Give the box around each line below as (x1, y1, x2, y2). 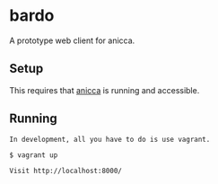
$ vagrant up (9, 150, 58, 160)
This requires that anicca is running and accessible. (9, 84, 200, 95)
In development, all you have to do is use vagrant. (9, 135, 211, 144)
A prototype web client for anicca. (9, 35, 135, 46)
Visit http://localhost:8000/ (9, 166, 123, 175)
